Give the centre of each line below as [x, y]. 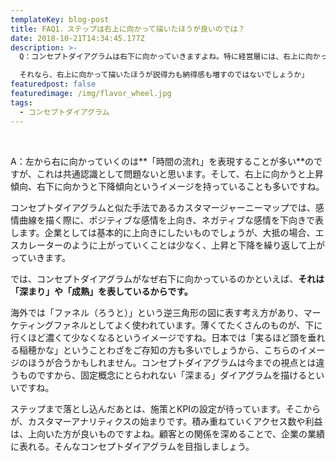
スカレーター [36, 245]
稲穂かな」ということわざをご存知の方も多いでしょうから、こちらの [159, 350]
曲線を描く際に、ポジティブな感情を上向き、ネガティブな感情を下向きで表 [171, 220]
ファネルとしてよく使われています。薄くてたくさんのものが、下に [188, 325]
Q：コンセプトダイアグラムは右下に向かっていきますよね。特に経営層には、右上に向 [166, 57]
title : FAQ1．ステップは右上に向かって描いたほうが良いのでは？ [128, 29]
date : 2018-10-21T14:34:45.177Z [77, 38]
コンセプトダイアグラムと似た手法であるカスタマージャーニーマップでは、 [163, 207]
